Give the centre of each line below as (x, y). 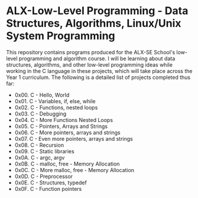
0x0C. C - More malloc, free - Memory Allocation (74, 170)
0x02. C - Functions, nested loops (56, 107)
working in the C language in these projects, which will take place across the (99, 71)
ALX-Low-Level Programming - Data (97, 11)
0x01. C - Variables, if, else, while (55, 101)
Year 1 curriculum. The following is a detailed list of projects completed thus (98, 77)
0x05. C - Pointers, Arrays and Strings (61, 126)
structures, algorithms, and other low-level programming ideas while (90, 65)
